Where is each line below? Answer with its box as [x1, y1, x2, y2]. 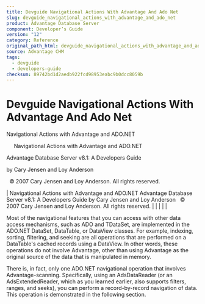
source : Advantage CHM [6, 49, 64, 55]
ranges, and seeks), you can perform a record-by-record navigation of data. [6, 285, 198, 292]
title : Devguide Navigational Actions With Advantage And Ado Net [6, 9, 179, 15]
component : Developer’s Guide [6, 26, 84, 32]
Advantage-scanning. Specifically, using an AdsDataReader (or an [6, 272, 173, 279]
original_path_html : [6, 43, 59, 49]
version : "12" [6, 32, 43, 38]
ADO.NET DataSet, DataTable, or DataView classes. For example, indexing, [6, 227, 193, 235]
